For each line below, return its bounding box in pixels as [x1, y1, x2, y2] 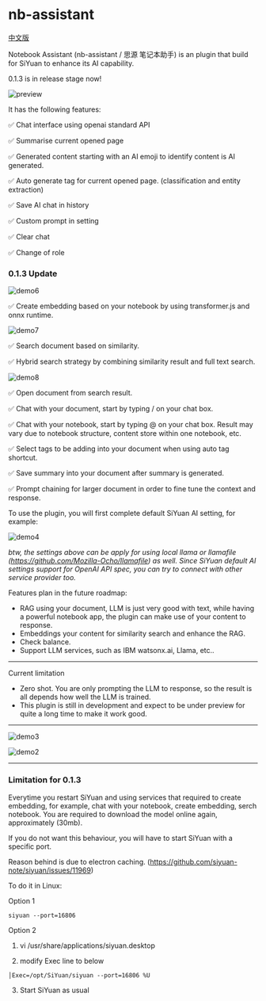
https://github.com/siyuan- [150, 857, 237, 866]
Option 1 [8, 896, 36, 905]
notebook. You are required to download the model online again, [8, 809, 218, 819]
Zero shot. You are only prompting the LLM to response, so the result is [19, 684, 253, 693]
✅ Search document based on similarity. [8, 341, 140, 350]
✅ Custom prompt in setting [8, 216, 99, 225]
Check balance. [19, 637, 71, 647]
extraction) [8, 185, 44, 194]
